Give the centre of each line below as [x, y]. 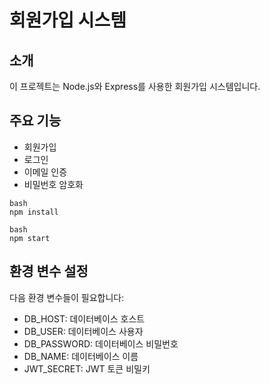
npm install [34, 212]
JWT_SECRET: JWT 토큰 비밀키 [87, 368]
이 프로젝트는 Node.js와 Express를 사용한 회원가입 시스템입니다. [135, 86]
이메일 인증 [45, 172]
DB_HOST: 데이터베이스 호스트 [84, 318]
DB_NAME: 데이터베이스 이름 [81, 356]
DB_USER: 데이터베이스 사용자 [83, 331]
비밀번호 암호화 [53, 184]
